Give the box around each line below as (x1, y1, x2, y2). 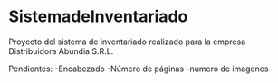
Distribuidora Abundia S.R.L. (8, 45, 114, 56)
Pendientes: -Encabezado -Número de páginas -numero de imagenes (8, 63, 269, 74)
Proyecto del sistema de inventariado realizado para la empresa (8, 36, 246, 47)
